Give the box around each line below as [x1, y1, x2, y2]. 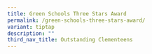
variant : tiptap [7, 23, 55, 30]
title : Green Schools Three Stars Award [7, 10, 127, 18]
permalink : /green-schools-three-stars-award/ [7, 17, 146, 24]
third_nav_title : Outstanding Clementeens [7, 36, 133, 43]
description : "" [7, 29, 55, 37]
